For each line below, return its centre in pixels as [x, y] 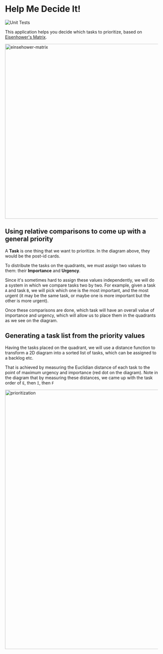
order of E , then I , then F [30, 382]
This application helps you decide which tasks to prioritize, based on [73, 32]
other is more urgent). [27, 301]
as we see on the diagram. [32, 320]
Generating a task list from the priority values [75, 336]
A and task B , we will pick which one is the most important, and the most [77, 290]
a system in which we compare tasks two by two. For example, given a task [80, 285]
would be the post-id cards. [33, 256]
